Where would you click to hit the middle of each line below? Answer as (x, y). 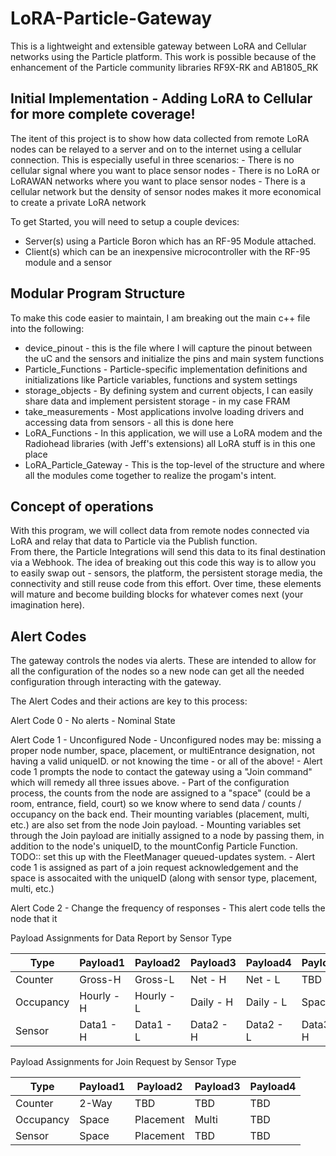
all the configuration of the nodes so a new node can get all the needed (157, 671)
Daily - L (266, 1002)
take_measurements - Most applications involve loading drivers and (164, 411)
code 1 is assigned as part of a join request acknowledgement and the (154, 868)
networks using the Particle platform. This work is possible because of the (163, 56)
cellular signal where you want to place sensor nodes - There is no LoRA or (165, 170)
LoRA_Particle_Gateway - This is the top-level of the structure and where (174, 464)
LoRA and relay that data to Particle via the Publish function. (134, 541)
